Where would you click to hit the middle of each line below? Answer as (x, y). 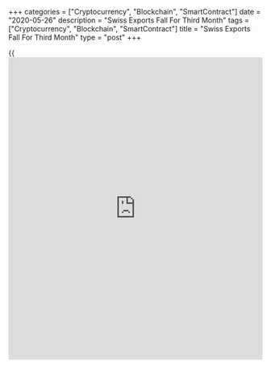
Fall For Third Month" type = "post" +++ (75, 37)
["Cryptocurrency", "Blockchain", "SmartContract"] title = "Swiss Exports (129, 29)
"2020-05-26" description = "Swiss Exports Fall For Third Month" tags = (129, 20)
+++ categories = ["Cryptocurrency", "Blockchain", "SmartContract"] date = (135, 12)
